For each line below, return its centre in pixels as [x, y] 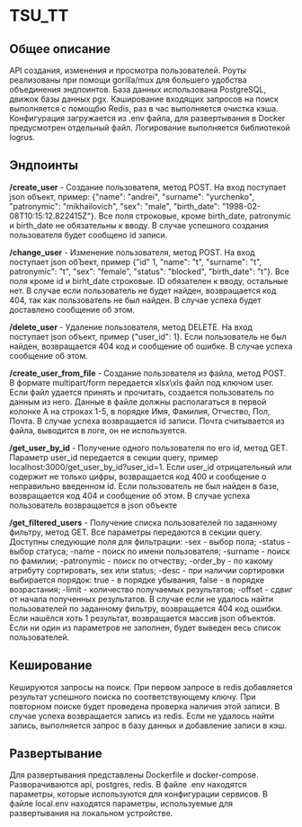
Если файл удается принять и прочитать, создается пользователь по [142, 392]
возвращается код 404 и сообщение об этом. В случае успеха [130, 495]
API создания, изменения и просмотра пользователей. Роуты [128, 70]
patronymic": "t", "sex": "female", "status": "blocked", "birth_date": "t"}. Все [149, 271]
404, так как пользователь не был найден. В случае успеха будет [135, 300]
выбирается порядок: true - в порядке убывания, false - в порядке [137, 580]
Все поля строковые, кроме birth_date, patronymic [195, 216]
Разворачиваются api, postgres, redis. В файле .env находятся [128, 785]
